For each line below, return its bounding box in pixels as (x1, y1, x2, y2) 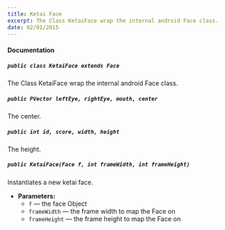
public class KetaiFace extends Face (7, 62, 120, 69)
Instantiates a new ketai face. (7, 178, 94, 186)
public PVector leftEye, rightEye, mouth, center (7, 95, 159, 102)
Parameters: (17, 191, 56, 200)
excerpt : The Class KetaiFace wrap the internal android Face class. (7, 17, 219, 24)
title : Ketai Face (7, 10, 62, 18)
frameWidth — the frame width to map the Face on (28, 206, 176, 215)
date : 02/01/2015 (7, 24, 59, 31)
